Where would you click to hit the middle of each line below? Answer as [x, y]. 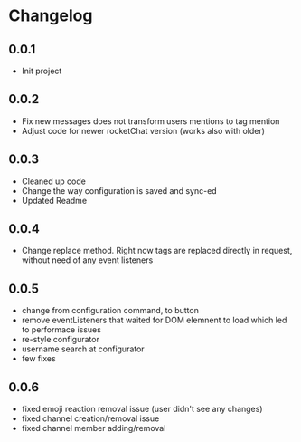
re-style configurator [61, 340]
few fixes [38, 359]
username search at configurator [83, 349]
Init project [42, 71]
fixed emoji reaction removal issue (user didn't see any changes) [142, 409]
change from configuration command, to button [110, 311]
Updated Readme [54, 200]
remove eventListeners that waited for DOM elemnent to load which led [154, 320]
